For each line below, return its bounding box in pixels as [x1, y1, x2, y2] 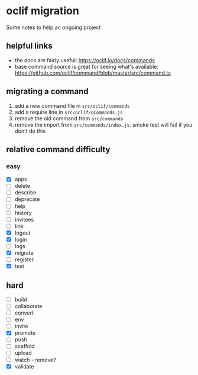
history [14, 209, 33, 216]
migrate [14, 249, 34, 256]
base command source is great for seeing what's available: [14, 63, 158, 70]
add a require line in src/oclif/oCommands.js [14, 108, 123, 116]
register [14, 256, 34, 263]
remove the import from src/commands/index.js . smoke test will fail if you [14, 121, 193, 128]
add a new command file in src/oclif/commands [14, 102, 130, 109]
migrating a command [6, 86, 89, 97]
